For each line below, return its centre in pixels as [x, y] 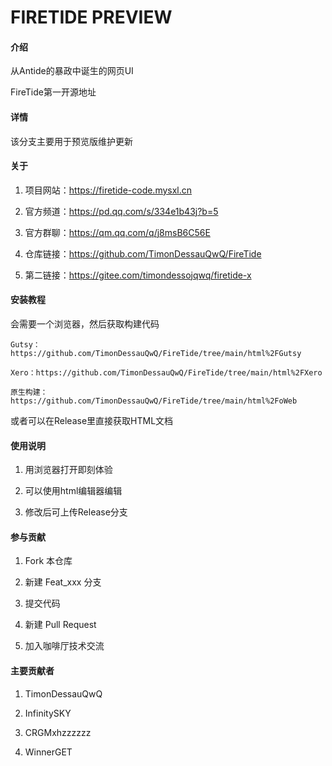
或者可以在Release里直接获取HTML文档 [92, 420]
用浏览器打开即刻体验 [68, 470]
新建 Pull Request [60, 625]
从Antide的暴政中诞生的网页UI [72, 71]
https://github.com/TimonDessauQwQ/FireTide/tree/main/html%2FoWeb [154, 401]
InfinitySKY [48, 713]
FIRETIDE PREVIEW [91, 17]
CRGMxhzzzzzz [58, 732]
